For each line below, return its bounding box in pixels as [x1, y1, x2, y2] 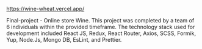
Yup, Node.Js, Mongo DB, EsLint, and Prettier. [6, 36, 122, 43]
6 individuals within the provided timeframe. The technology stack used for [6, 24, 195, 30]
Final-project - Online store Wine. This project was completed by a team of [6, 17, 195, 24]
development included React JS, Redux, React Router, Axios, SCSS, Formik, [6, 30, 197, 37]
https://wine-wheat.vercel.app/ [6, 5, 85, 12]
